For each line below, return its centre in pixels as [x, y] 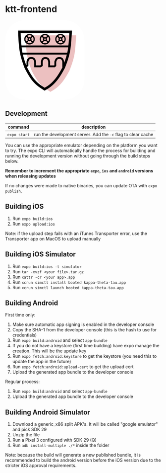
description [94, 127]
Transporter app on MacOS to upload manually [53, 238]
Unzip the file [26, 435]
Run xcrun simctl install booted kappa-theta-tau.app [69, 282]
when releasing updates [30, 176]
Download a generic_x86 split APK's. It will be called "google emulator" [85, 424]
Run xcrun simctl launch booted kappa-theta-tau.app [68, 287]
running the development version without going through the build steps [78, 156]
